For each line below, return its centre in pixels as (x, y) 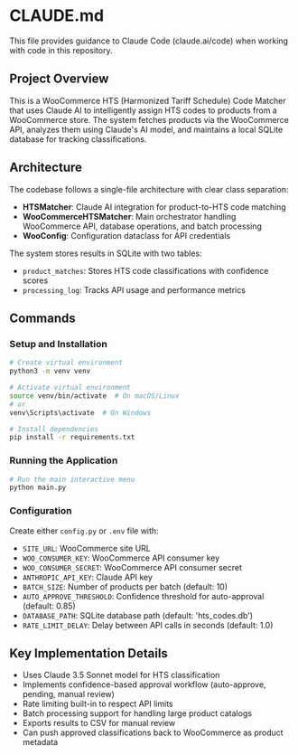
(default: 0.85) (49, 606)
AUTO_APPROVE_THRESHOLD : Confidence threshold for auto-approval (143, 596)
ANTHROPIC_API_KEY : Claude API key (88, 577)
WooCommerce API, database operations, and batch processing (142, 226)
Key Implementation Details (89, 653)
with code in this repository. (61, 50)
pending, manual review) (69, 694)
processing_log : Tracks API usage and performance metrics (134, 289)
